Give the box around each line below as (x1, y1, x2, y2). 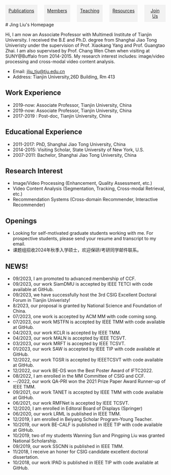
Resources (112, 8, 135, 14)
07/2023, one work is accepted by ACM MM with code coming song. (12, 314, 157, 320)
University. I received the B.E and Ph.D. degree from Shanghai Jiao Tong (5, 37, 157, 43)
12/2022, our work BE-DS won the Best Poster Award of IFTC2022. (12, 368, 154, 374)
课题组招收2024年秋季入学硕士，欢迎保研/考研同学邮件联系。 (12, 247, 141, 253)
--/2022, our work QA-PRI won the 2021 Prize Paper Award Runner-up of (12, 378, 166, 384)
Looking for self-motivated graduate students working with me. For (12, 230, 154, 236)
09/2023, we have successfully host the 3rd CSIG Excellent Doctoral (12, 292, 157, 298)
